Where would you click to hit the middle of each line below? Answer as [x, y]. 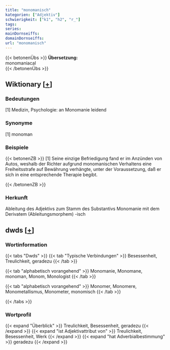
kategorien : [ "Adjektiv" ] [32, 15]
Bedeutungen [22, 99]
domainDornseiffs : [25, 39]
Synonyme [19, 123]
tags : [11, 24]
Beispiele [17, 147]
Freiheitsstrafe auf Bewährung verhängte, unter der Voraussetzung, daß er [83, 169]
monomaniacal [21, 63]
